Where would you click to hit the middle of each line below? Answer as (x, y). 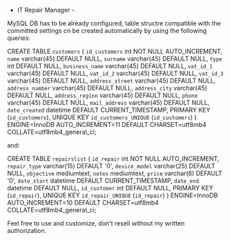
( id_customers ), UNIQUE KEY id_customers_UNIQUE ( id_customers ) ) (102, 117)
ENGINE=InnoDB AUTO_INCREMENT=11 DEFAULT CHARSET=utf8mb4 (107, 124)
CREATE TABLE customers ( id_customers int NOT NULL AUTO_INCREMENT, (115, 51)
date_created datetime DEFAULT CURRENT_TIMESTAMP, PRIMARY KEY (109, 110)
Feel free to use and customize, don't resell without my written (96, 223)
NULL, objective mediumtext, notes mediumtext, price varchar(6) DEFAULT (115, 173)
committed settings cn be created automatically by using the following (107, 31)
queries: (19, 38)
